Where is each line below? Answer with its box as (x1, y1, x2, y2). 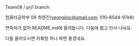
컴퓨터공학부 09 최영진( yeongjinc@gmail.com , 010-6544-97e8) (5, 14, 134, 20)
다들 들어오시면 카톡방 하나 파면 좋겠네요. (5, 36, 86, 41)
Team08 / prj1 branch (5, 4, 50, 10)
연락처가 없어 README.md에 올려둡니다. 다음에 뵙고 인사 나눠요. (5, 25, 132, 31)
